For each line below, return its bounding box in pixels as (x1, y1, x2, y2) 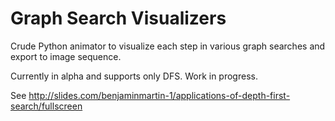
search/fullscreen (10, 100, 83, 112)
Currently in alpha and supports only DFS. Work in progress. (10, 70, 258, 82)
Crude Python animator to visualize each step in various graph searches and (10, 40, 326, 52)
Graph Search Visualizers (10, 7, 227, 30)
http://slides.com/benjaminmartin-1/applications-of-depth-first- (28, 89, 291, 101)
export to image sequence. (10, 50, 122, 62)
